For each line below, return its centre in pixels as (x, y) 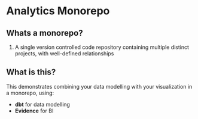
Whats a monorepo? (45, 33)
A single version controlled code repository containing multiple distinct (102, 47)
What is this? (31, 72)
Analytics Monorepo (58, 11)
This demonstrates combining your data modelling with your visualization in (99, 86)
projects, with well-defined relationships (64, 54)
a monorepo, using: (30, 93)
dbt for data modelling (42, 104)
